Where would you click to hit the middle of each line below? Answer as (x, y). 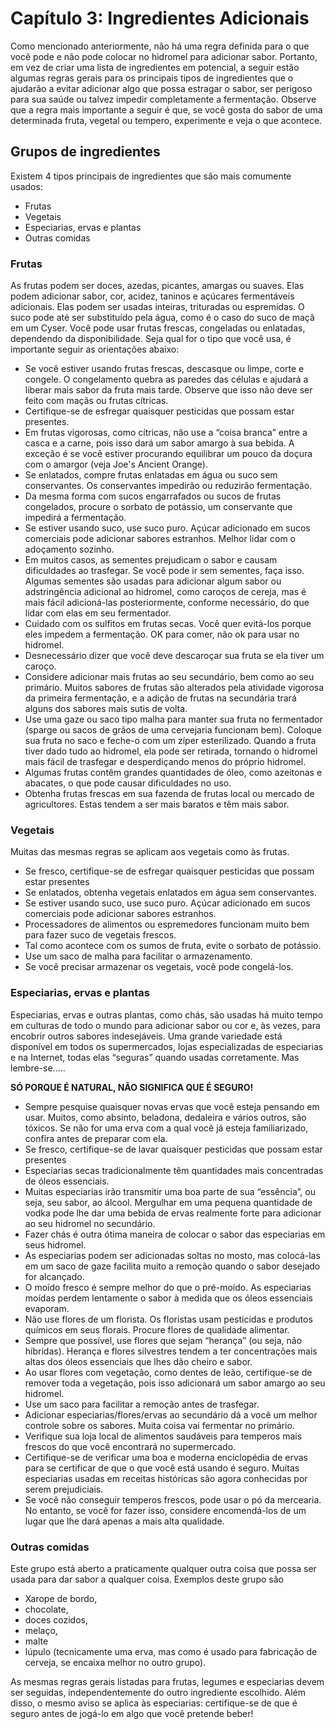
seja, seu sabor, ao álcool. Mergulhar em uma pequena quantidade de (168, 1202)
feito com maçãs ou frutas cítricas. (96, 401)
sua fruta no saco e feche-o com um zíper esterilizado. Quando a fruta (170, 741)
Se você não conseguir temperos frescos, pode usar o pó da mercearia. (173, 1499)
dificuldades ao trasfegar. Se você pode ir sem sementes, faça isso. (164, 571)
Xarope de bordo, (61, 1598)
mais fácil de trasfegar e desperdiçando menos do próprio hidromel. (165, 762)
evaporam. (47, 1308)
